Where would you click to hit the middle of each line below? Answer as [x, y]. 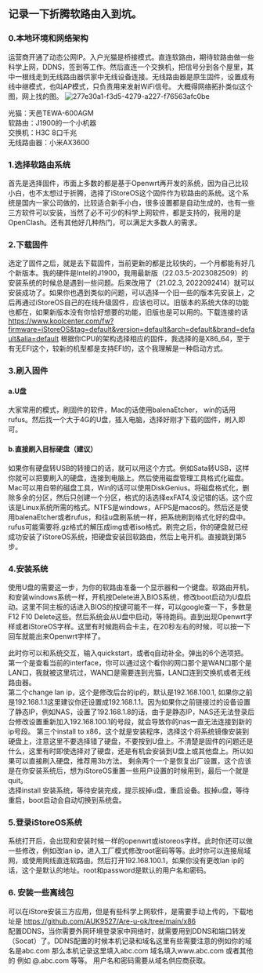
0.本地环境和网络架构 [48, 38]
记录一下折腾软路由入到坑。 [75, 14]
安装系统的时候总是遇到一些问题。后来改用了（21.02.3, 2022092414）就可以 [131, 283]
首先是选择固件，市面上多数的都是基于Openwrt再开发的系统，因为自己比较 [128, 183]
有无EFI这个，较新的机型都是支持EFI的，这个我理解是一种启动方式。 [117, 348]
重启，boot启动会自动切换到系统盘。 [67, 800]
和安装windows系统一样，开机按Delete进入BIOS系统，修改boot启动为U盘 [126, 597]
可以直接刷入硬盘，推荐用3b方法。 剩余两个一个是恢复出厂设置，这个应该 [133, 760]
